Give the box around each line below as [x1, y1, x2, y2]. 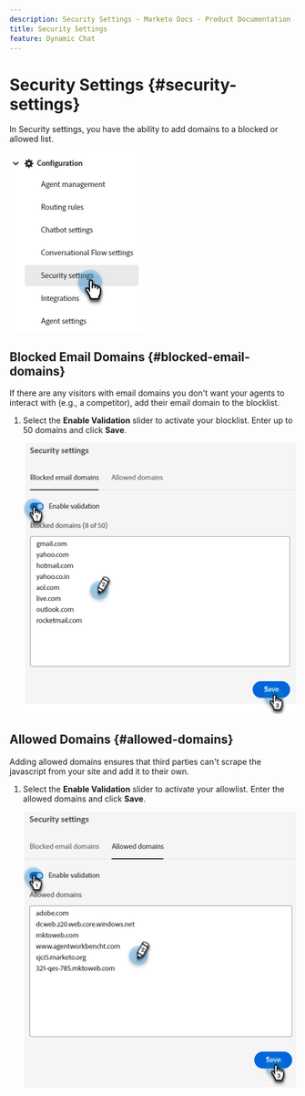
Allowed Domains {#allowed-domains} [9, 732, 234, 748]
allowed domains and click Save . [22, 793, 147, 804]
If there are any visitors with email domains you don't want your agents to [9, 388, 285, 398]
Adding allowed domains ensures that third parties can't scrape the [9, 756, 262, 767]
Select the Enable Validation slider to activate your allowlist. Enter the [22, 783, 285, 794]
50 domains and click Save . [22, 425, 127, 436]
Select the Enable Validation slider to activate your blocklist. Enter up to [22, 415, 293, 426]
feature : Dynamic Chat [9, 34, 96, 43]
